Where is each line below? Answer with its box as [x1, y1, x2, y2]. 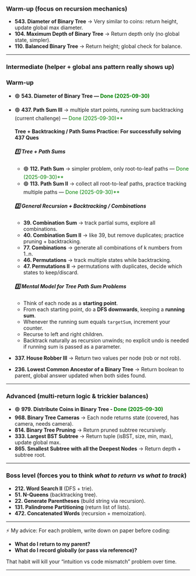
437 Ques [14, 134, 39, 142]
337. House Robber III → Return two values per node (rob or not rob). [14, 354, 181, 361]
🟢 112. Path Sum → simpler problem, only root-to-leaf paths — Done [23, 165, 189, 173]
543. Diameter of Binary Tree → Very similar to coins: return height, [14, 18, 178, 25]
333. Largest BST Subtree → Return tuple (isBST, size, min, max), [14, 433, 173, 440]
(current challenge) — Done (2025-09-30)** [14, 115, 124, 122]
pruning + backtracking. [23, 238, 82, 245]
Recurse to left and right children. [23, 331, 104, 338]
